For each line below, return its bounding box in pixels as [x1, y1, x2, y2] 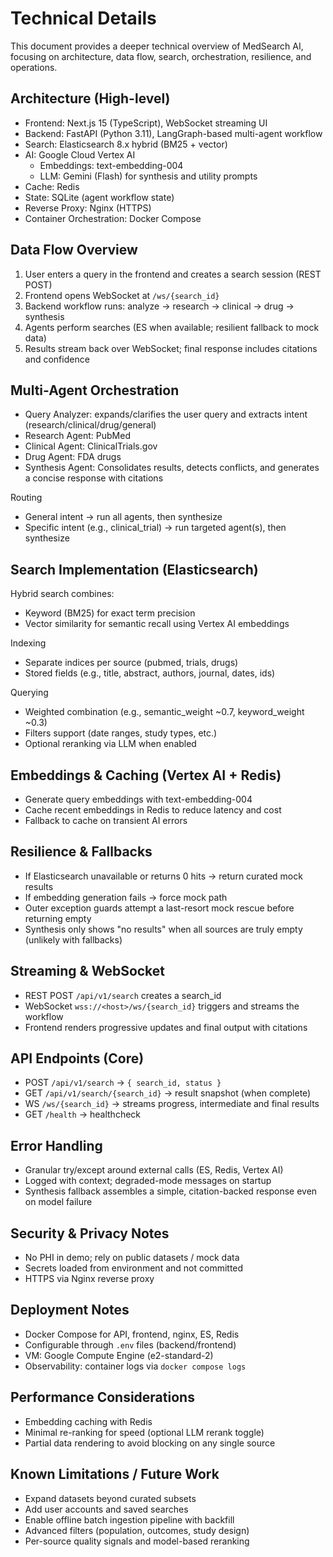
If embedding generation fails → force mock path [24, 891, 228, 903]
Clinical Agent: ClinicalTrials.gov [24, 440, 158, 452]
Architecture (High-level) [10, 90, 171, 107]
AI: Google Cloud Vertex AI [24, 148, 136, 161]
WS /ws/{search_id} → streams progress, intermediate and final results [24, 1098, 320, 1110]
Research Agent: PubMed [24, 430, 131, 442]
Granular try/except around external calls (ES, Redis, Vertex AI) [24, 1164, 284, 1176]
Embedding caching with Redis [24, 1415, 153, 1427]
